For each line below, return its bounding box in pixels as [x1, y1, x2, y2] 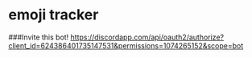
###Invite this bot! [8, 32, 69, 42]
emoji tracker [8, 6, 99, 24]
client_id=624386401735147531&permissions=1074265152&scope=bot [8, 40, 244, 50]
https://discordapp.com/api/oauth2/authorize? [70, 32, 224, 42]
